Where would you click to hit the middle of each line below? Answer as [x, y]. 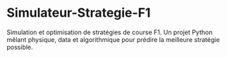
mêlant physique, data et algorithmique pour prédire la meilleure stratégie [113, 39]
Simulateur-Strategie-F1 [79, 13]
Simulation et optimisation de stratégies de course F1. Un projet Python [110, 32]
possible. [20, 47]
